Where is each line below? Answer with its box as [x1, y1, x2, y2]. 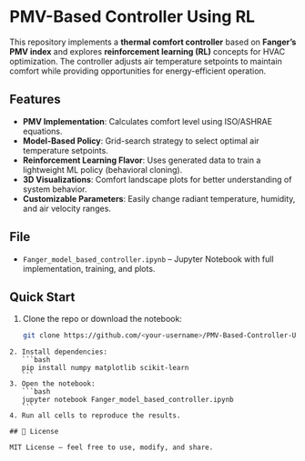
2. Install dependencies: [9, 347, 107, 356]
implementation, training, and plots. [22, 263, 156, 274]
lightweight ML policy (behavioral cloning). [22, 164, 183, 175]
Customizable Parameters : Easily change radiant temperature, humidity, [22, 193, 296, 204]
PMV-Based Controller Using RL [9, 6, 256, 27]
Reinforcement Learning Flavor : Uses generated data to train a [22, 155, 261, 165]
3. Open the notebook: [9, 379, 96, 388]
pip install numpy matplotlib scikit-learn [21, 364, 189, 373]
